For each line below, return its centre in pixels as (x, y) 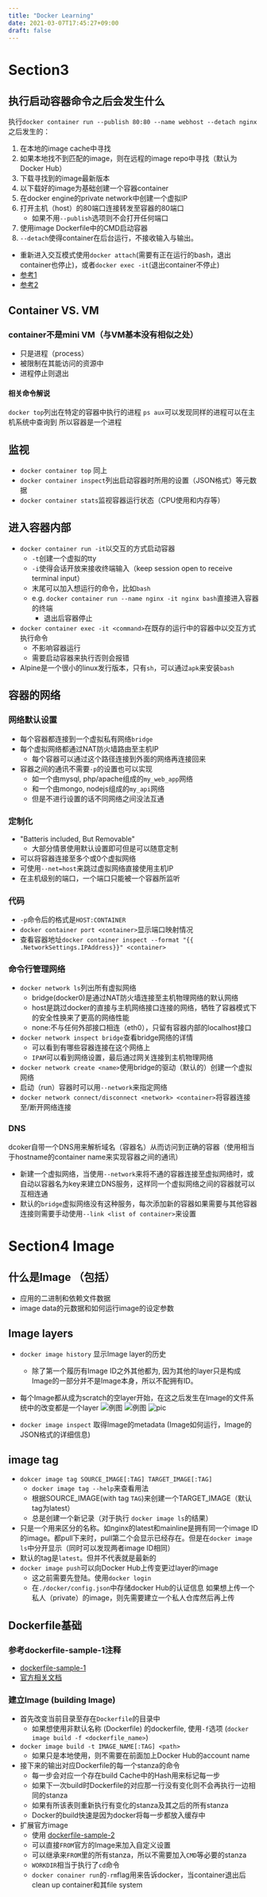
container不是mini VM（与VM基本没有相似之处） (103, 334)
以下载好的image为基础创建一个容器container (94, 189)
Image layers (41, 1334)
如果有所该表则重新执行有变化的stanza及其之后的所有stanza (130, 1805)
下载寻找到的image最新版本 (65, 178)
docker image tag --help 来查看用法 (90, 1489)
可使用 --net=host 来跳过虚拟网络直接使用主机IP (97, 868)
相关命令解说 (29, 393)
